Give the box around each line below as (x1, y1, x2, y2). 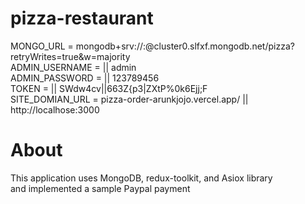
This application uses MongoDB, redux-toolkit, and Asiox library (10, 172, 273, 184)
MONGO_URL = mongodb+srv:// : (10, 40, 147, 52)
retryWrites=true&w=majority (10, 50, 131, 62)
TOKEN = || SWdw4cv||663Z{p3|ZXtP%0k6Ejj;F (10, 82, 208, 94)
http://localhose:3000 (10, 103, 100, 116)
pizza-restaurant (10, 7, 154, 30)
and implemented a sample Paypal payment (10, 182, 191, 194)
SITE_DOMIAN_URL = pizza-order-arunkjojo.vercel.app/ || (10, 93, 249, 105)
